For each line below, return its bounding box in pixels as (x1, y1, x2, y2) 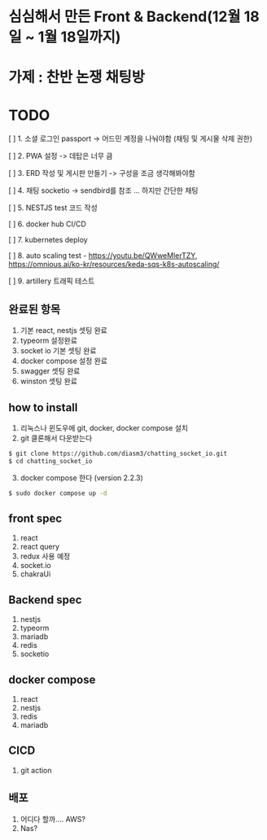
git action (20, 765, 52, 775)
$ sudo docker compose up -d (8, 489, 107, 497)
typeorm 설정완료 (20, 335, 77, 346)
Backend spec (8, 593, 82, 606)
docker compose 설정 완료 (20, 356, 108, 366)
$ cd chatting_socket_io (8, 457, 93, 465)
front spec (8, 511, 63, 525)
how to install (8, 400, 78, 414)
